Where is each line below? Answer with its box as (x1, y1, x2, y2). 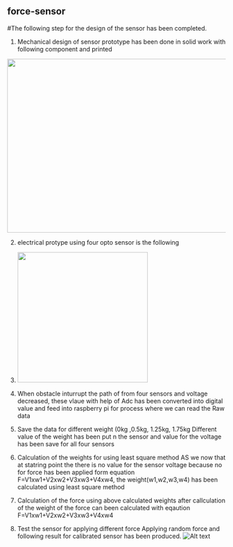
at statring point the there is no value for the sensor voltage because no (17, 460, 223, 468)
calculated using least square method (17, 482, 125, 491)
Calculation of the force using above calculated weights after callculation (17, 496, 225, 505)
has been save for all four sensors (17, 439, 114, 448)
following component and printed (17, 44, 112, 53)
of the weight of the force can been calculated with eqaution (17, 503, 191, 512)
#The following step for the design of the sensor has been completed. (7, 24, 207, 32)
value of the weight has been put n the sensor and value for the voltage (17, 432, 222, 441)
